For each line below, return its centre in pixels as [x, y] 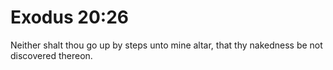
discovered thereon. [51, 55]
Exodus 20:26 [69, 17]
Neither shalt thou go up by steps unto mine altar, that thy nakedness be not [166, 45]
